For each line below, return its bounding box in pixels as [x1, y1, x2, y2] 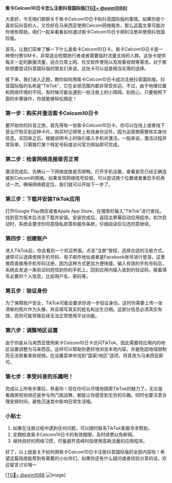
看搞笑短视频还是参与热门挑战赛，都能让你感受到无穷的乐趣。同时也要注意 [5, 392, 162, 398]
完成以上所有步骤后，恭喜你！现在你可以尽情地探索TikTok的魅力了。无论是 [5, 385, 163, 392]
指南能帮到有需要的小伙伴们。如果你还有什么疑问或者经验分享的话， [18, 455, 162, 461]
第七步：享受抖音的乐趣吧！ [5, 373, 74, 380]
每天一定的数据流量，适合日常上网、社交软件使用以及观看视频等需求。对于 [5, 59, 162, 65]
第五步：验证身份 [5, 287, 48, 294]
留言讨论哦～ [9, 462, 37, 468]
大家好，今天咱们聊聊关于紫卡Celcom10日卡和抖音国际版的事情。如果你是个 [5, 16, 165, 22]
